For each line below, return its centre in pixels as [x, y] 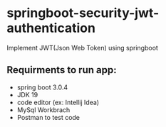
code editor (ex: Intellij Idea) [58, 102]
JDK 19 [27, 94]
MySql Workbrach [43, 110]
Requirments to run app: [62, 70]
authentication [51, 28]
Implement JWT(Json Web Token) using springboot [82, 48]
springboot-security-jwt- [83, 13]
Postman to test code [48, 117]
